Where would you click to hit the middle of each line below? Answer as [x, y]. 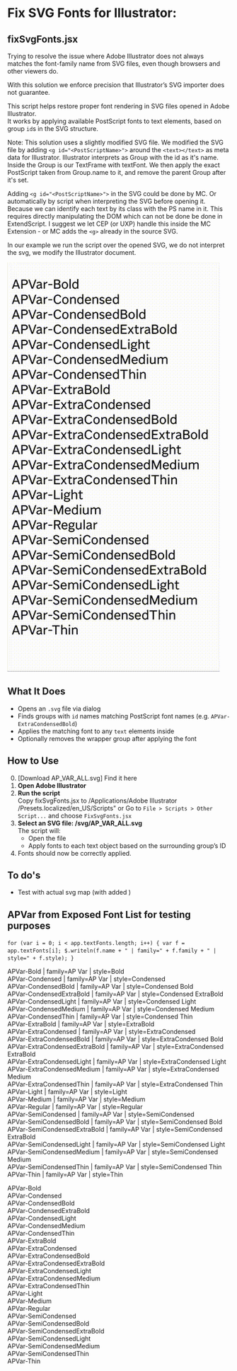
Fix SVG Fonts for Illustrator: [92, 13]
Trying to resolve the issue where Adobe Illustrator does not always [105, 56]
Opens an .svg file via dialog [59, 709]
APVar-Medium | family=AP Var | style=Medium [76, 1099]
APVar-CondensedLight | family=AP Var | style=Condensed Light [102, 1002]
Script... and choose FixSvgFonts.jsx [75, 815]
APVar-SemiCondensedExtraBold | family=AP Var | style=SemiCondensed [115, 1130]
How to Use [33, 761]
